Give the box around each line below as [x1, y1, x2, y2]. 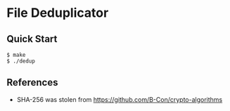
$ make [6, 51, 26, 58]
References [6, 77, 58, 89]
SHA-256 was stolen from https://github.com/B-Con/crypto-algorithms [16, 95, 223, 103]
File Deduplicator [6, 5, 109, 21]
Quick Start [6, 33, 58, 45]
